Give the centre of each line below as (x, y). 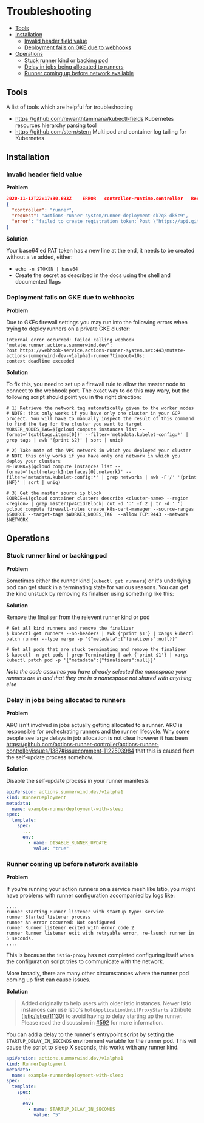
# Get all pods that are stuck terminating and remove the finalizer (96, 649)
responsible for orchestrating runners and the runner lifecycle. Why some (98, 731)
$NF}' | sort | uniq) (34, 482)
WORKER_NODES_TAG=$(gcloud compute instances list (72, 429)
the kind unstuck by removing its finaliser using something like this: (90, 593)
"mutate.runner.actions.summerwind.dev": (59, 345)
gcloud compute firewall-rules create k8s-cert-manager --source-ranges (100, 509)
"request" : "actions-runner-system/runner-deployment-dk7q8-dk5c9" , (100, 216)
